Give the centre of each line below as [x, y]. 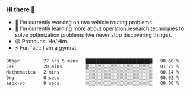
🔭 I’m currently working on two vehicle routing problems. [84, 23]
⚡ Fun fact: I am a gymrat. [46, 48]
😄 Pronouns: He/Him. [41, 42]
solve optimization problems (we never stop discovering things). [93, 35]
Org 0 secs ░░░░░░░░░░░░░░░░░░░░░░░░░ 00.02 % [93, 77]
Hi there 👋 [21, 9]
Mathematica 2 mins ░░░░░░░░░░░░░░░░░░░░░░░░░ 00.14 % [93, 72]
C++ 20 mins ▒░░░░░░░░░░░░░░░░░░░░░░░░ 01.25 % [93, 67]
